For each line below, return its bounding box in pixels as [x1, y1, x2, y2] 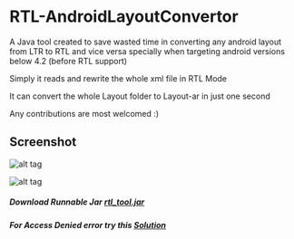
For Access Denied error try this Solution [9, 219, 166, 230]
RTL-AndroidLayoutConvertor [9, 6, 239, 27]
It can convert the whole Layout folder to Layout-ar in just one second [9, 91, 270, 101]
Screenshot [9, 134, 77, 150]
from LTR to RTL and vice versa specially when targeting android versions [9, 45, 286, 56]
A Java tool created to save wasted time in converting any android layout [9, 36, 282, 47]
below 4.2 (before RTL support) [9, 55, 128, 66]
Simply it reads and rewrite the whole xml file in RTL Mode [9, 72, 228, 83]
